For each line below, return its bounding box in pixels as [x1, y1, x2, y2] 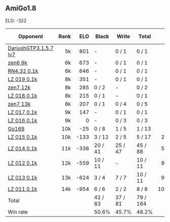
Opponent [18, 33, 43, 40]
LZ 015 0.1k [8, 133, 37, 140]
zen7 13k [8, 100, 31, 107]
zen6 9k [8, 59, 28, 66]
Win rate [8, 208, 28, 215]
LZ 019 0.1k [8, 76, 37, 83]
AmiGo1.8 [5, 4, 36, 13]
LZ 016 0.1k [8, 117, 37, 124]
